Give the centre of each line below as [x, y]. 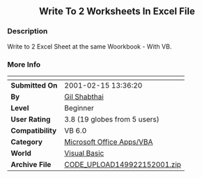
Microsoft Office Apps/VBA [109, 142]
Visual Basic [84, 153]
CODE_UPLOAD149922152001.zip [123, 164]
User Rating [31, 119]
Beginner [79, 108]
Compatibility [34, 130]
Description [28, 31]
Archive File [31, 164]
